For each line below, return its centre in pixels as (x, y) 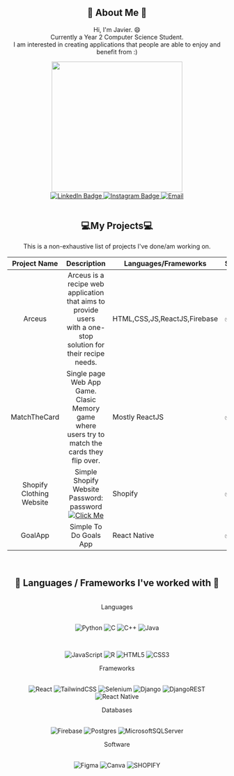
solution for (86, 345)
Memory (86, 408)
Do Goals (86, 535)
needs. (86, 362)
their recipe (86, 354)
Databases (117, 710)
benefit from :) (117, 52)
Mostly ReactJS (138, 417)
